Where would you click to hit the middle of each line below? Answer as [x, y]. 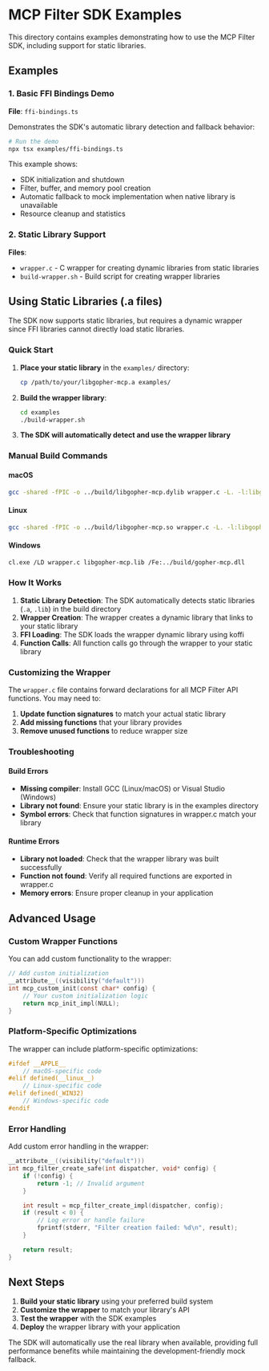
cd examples [40, 412]
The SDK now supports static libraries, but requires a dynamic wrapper [125, 321]
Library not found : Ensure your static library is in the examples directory [139, 806]
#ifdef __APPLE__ [37, 1064]
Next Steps [36, 1282]
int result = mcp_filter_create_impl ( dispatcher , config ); [123, 1206]
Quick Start [31, 350]
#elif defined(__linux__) [51, 1078]
